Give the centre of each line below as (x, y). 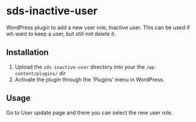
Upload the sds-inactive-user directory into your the (80, 67)
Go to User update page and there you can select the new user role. (90, 112)
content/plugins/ (36, 73)
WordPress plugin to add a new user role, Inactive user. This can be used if (98, 27)
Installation (27, 53)
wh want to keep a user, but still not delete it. (61, 33)
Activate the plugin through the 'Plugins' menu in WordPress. (90, 79)
